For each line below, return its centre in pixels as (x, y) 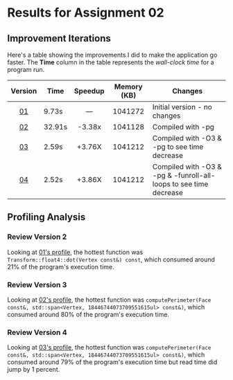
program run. (26, 70)
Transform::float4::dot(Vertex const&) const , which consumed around (111, 259)
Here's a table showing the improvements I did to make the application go (112, 55)
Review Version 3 (37, 284)
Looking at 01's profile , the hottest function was (75, 252)
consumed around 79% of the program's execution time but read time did (112, 362)
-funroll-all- (194, 175)
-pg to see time (178, 147)
